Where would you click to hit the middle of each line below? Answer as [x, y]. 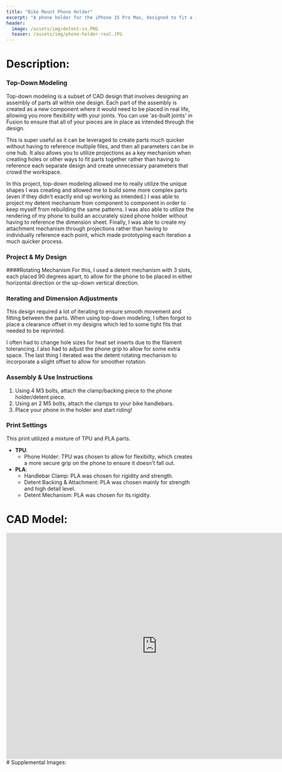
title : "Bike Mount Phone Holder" [50, 12]
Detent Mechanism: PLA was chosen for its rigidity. [87, 495]
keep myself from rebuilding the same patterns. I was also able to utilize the [100, 209]
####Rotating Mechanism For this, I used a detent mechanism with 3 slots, [99, 270]
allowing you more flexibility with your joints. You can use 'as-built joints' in [99, 115]
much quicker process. [35, 241]
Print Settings [27, 425]
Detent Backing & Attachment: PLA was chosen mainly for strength [107, 482]
